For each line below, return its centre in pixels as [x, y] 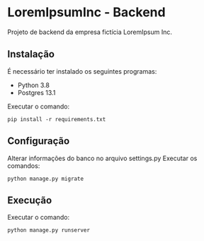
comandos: [24, 166]
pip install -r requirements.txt [57, 119]
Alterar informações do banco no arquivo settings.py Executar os [102, 158]
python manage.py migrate [45, 179]
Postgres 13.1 [36, 92]
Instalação [31, 54]
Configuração [39, 141]
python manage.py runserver [49, 230]
